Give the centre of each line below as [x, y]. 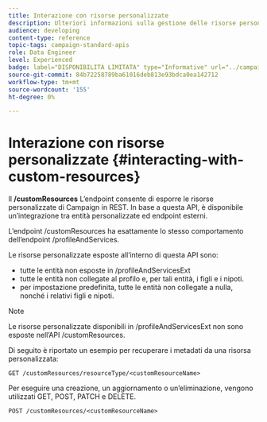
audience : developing [44, 30]
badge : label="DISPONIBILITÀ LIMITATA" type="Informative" [108, 68]
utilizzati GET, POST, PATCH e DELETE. [72, 397]
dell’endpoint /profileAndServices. [64, 240]
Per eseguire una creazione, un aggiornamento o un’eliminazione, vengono [131, 388]
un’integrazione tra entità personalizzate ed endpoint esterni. [108, 216]
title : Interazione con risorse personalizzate [89, 15]
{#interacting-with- [178, 160]
